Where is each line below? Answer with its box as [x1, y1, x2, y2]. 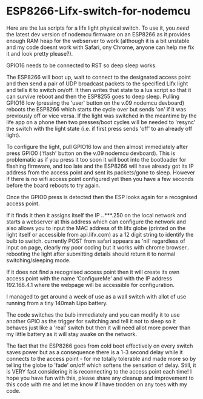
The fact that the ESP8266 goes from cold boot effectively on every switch [6, 342, 193, 349]
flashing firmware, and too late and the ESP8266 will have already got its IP [6, 162, 194, 170]
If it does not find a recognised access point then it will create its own [6, 268, 180, 275]
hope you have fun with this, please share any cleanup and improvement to [6, 374, 194, 381]
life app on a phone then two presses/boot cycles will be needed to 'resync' [6, 118, 196, 125]
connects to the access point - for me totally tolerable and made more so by [6, 355, 196, 362]
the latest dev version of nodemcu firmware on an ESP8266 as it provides [6, 30, 191, 38]
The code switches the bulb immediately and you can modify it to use [6, 311, 180, 318]
